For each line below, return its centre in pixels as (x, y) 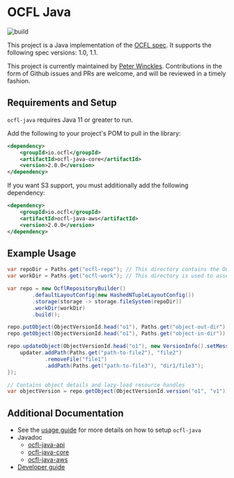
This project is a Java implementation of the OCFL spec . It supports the (110, 45)
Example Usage (42, 253)
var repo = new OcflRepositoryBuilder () (67, 289)
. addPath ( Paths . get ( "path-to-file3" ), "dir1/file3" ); (124, 365)
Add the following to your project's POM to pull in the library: (94, 133)
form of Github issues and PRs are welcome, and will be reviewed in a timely (117, 73)
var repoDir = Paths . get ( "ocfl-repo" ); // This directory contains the (113, 270)
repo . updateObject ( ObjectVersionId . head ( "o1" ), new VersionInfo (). (107, 347)
